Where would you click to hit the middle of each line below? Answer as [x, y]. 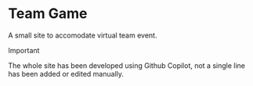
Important [24, 50]
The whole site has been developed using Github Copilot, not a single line [127, 65]
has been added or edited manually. [66, 73]
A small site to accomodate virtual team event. [83, 35]
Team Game [48, 14]
